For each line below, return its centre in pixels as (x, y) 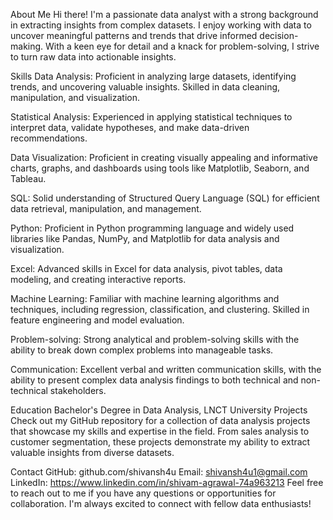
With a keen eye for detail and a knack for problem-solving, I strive (182, 46)
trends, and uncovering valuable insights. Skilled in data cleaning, (145, 87)
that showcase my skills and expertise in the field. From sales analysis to (160, 431)
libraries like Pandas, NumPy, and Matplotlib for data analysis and (145, 238)
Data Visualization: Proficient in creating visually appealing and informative (164, 157)
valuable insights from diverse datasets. (92, 452)
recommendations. (49, 138)
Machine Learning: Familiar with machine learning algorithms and (145, 298)
